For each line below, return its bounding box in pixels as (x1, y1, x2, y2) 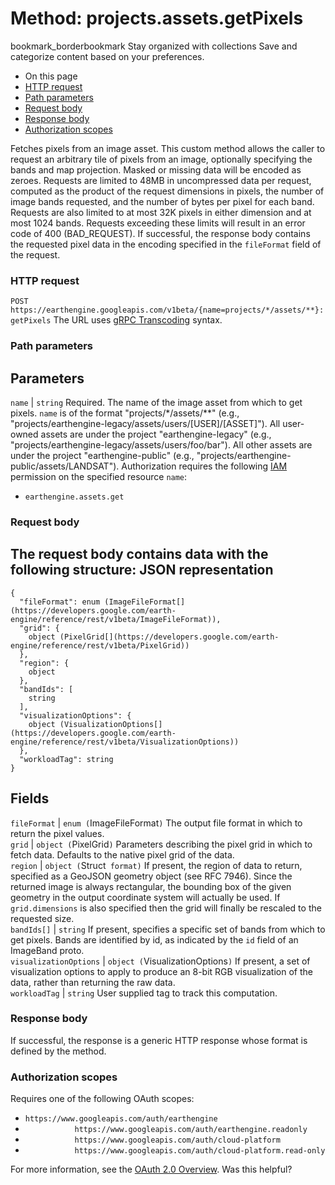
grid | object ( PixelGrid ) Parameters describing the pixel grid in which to (10, 838, 313, 850)
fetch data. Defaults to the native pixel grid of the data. (10, 848, 235, 861)
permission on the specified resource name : (10, 470, 188, 482)
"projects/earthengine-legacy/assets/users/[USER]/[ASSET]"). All (10, 417, 281, 429)
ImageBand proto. (10, 944, 85, 956)
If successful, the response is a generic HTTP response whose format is (10, 1034, 308, 1046)
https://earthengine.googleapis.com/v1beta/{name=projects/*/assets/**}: (10, 305, 325, 316)
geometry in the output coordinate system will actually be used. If (10, 891, 281, 903)
